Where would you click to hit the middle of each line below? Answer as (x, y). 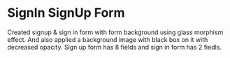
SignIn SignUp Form (66, 13)
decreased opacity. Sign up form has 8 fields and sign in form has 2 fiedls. (115, 47)
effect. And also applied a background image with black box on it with (108, 39)
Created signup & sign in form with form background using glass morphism (115, 32)
